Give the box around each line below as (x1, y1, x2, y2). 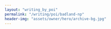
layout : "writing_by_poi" (4, 7, 58, 12)
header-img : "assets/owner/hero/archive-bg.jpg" (4, 16, 107, 21)
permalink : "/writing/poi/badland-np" (4, 12, 84, 17)
